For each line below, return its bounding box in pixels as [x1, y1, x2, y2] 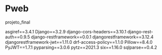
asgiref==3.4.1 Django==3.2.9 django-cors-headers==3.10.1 [5, 28, 127, 34]
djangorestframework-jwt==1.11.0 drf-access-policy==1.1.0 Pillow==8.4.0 [5, 39, 153, 45]
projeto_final [5, 19, 31, 25]
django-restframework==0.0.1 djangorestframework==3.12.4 [31, 34, 154, 40]
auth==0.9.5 [5, 34, 31, 40]
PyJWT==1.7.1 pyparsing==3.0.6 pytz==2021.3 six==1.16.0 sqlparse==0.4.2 [5, 44, 158, 50]
